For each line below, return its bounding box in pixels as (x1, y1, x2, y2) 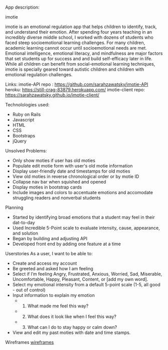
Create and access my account (12, 260, 77, 266)
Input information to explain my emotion (12, 292, 95, 298)
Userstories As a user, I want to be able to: (5, 251, 93, 256)
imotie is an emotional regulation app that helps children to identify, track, (5, 24, 157, 30)
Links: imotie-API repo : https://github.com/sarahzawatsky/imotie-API (5, 81, 148, 87)
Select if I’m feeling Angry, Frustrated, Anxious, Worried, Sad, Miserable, (12, 271, 162, 277)
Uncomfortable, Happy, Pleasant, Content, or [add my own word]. (12, 276, 148, 282)
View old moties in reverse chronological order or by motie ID (12, 173, 139, 180)
